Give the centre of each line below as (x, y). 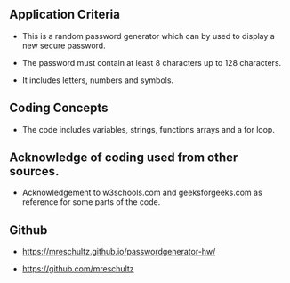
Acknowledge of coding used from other (124, 158)
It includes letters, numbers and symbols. (98, 80)
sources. (34, 171)
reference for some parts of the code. (91, 202)
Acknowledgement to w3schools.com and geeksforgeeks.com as (142, 193)
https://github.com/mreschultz (78, 269)
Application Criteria (64, 15)
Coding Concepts (59, 108)
